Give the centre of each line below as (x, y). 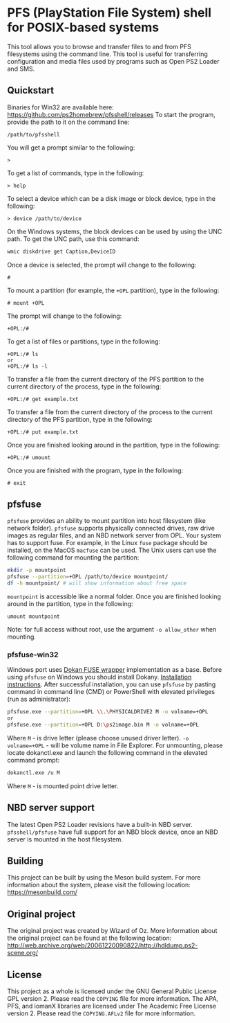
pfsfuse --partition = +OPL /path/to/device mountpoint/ (88, 577)
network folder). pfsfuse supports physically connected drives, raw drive (111, 528)
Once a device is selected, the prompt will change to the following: (102, 265)
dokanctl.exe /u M (33, 773)
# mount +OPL (26, 303)
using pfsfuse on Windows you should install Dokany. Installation (99, 677)
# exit (17, 483)
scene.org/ (23, 953)
